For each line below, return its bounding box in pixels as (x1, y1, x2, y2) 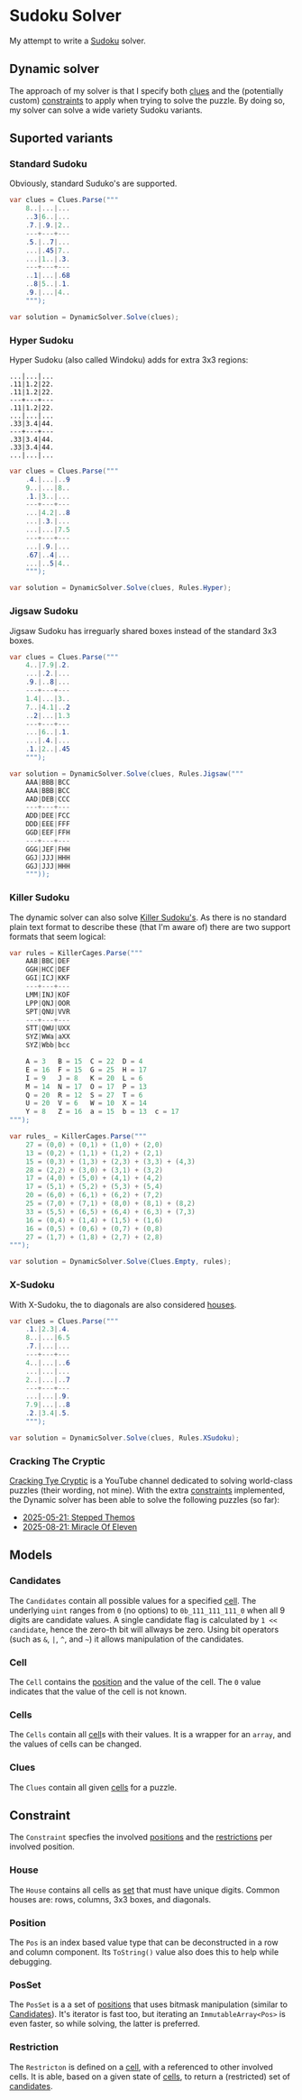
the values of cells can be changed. (9, 1738, 142, 1750)
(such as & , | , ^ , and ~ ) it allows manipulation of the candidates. (9, 1634, 244, 1644)
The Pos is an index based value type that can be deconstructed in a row (9, 1937, 279, 1948)
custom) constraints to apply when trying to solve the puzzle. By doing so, (9, 95, 286, 106)
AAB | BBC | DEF (25, 957, 70, 966)
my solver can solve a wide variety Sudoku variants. (9, 105, 203, 115)
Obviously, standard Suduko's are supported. (9, 178, 178, 189)
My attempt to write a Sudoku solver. (9, 35, 146, 46)
